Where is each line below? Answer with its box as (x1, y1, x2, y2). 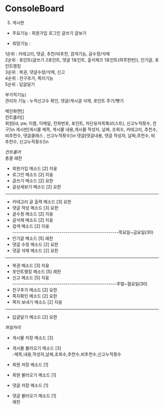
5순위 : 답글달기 (5, 81, 35, 87)
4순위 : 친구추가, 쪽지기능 (5, 75, 54, 81)
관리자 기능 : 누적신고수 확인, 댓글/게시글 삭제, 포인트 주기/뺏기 (5, 98, 124, 103)
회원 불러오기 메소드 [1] (12, 372, 57, 378)
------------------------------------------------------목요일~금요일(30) (12, 229, 154, 235)
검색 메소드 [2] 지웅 (12, 223, 50, 229)
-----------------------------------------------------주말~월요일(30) (12, 281, 148, 286)
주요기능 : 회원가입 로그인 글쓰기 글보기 (12, 30, 87, 36)
